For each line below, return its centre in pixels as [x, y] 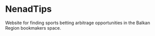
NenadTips [28, 9]
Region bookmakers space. [33, 28]
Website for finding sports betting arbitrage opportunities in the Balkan [78, 23]
